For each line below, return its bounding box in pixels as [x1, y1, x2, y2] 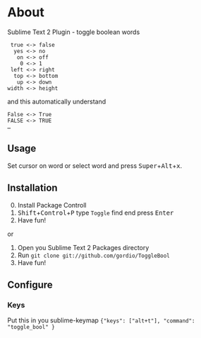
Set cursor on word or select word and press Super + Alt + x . [7, 161, 182, 170]
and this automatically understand [7, 97, 106, 106]
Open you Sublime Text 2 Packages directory [17, 243, 150, 252]
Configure [7, 278, 53, 291]
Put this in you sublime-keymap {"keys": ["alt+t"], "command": [7, 316, 195, 325]
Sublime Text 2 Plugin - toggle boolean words [7, 28, 140, 36]
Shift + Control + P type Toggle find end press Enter [17, 208, 174, 217]
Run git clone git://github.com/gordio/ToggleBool [17, 251, 171, 259]
